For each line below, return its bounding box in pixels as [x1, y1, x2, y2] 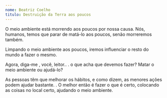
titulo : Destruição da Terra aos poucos [5, 12, 92, 17]
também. [5, 36, 24, 43]
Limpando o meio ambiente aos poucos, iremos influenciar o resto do [5, 46, 149, 52]
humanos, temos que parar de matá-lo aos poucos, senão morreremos [5, 31, 152, 37]
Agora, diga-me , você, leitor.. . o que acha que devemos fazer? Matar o [5, 61, 154, 67]
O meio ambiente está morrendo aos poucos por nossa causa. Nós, [5, 26, 145, 32]
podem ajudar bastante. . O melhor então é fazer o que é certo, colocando [5, 81, 159, 88]
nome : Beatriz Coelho [5, 7, 51, 13]
